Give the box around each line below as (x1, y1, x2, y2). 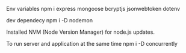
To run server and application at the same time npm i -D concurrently (6, 40, 178, 47)
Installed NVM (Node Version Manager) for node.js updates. (6, 28, 155, 36)
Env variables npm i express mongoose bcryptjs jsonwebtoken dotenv (6, 5, 181, 12)
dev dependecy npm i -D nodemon (6, 17, 93, 23)
